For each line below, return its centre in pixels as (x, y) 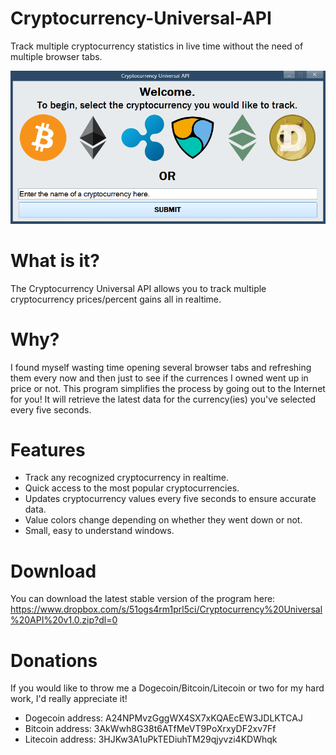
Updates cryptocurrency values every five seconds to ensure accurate (170, 499)
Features (48, 449)
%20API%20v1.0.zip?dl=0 (64, 620)
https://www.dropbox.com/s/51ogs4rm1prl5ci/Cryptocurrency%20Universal (166, 609)
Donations (54, 660)
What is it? (55, 260)
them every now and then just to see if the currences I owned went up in (159, 378)
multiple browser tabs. (56, 56)
